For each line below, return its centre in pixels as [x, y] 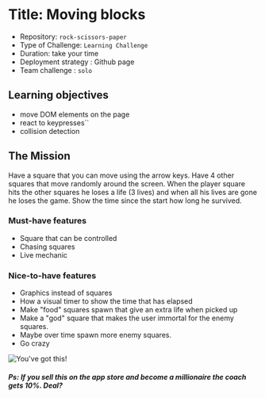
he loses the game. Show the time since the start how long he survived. [125, 201]
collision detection [50, 131]
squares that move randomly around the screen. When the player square [127, 183]
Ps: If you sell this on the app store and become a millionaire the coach [127, 377]
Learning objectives [59, 96]
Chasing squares [47, 247]
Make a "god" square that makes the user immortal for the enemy [127, 318]
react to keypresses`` [54, 122]
